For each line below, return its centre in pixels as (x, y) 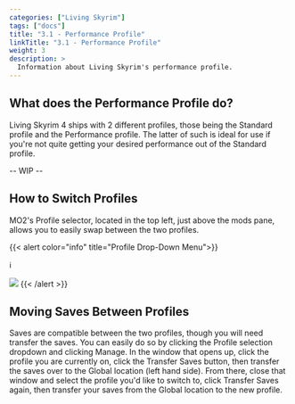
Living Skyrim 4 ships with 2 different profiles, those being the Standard (141, 125)
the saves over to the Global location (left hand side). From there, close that (147, 371)
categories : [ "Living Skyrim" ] (67, 17)
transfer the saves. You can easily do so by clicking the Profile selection (141, 342)
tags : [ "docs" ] (37, 26)
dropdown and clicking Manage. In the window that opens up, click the (139, 352)
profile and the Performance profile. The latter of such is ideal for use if (140, 134)
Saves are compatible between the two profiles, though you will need (136, 333)
